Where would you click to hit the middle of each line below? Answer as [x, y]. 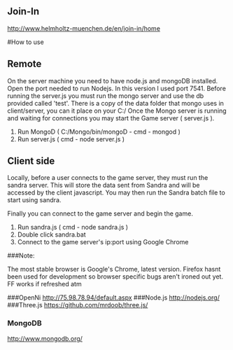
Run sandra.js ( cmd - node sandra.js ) [72, 227]
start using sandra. [34, 200]
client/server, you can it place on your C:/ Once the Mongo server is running [117, 111]
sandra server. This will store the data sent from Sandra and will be [104, 185]
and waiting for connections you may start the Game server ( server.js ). [111, 118]
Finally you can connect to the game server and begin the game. [100, 213]
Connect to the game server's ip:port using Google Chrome [103, 242]
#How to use [26, 42]
